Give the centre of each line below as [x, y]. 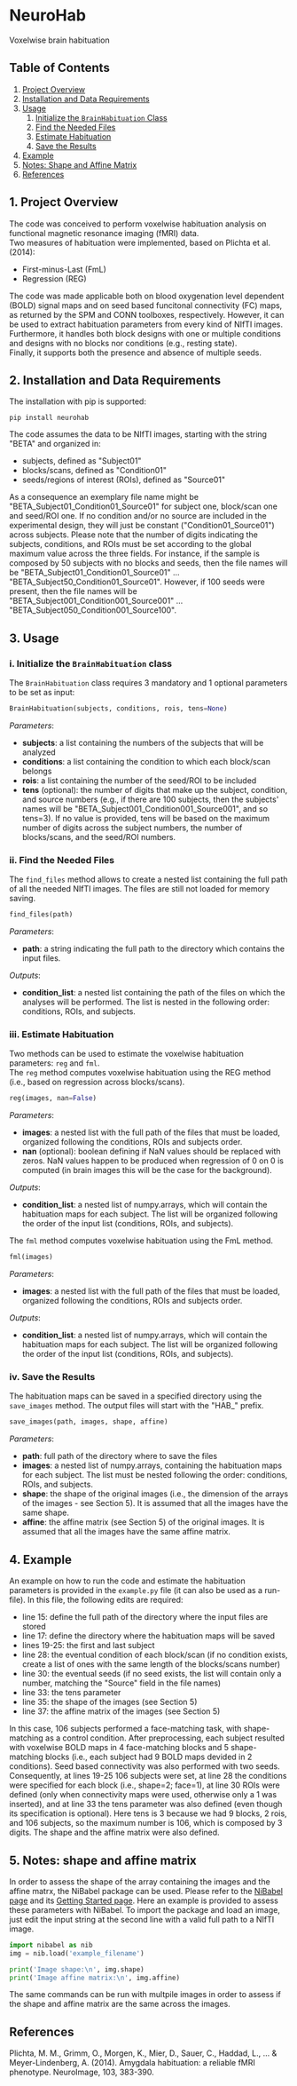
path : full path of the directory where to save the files [120, 1456]
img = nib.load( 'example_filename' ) [77, 1953]
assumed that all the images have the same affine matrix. [126, 1532]
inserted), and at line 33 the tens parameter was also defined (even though [146, 1804]
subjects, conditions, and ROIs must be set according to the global [130, 544]
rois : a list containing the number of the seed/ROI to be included [139, 780]
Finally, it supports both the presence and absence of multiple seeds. [136, 353]
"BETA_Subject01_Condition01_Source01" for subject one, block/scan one [143, 506]
